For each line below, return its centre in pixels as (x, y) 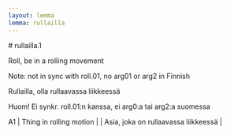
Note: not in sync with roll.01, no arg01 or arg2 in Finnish (99, 76)
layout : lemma (32, 15)
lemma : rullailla (37, 23)
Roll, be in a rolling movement (56, 61)
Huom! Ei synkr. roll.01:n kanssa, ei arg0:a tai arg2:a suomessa (109, 106)
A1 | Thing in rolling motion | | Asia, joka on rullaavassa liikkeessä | (115, 121)
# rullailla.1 (25, 45)
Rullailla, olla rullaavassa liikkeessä (64, 91)
